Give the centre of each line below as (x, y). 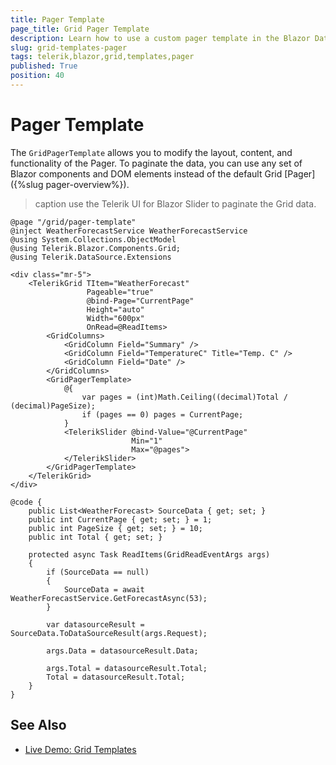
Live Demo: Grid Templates (80, 749)
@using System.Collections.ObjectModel (93, 239)
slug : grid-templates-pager (69, 47)
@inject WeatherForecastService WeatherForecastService (129, 231)
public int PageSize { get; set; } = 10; (115, 528)
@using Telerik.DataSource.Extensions (91, 257)
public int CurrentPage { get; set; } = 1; (120, 519)
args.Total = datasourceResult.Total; (127, 668)
